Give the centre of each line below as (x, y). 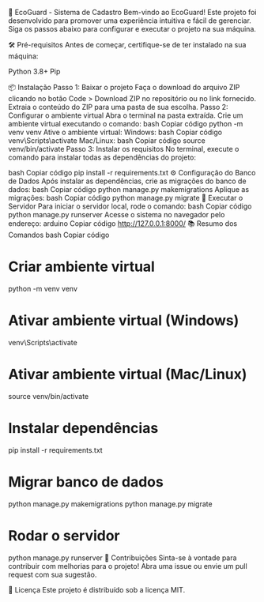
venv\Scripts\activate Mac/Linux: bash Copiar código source (107, 141)
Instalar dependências (83, 428)
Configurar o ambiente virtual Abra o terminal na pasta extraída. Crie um (126, 115)
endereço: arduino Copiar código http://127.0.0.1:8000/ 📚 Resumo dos (123, 224)
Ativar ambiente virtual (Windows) (124, 321)
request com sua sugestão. (53, 574)
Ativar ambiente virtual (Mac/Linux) (128, 374)
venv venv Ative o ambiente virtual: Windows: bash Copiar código (115, 132)
